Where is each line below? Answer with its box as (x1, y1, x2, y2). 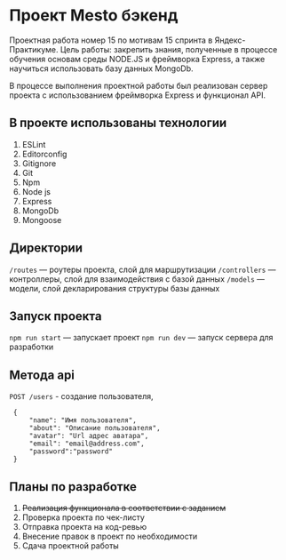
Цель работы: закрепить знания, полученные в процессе (60, 44, 278, 54)
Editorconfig (21, 148, 68, 159)
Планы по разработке (9, 479, 138, 494)
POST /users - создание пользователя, (9, 391, 154, 402)
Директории (9, 241, 83, 256)
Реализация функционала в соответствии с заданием (21, 503, 226, 513)
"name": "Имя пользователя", (28, 416, 138, 425)
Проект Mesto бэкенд (9, 5, 179, 26)
